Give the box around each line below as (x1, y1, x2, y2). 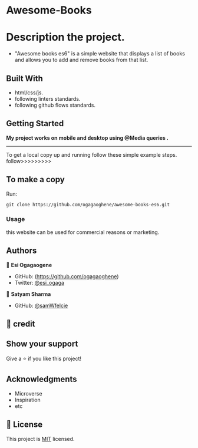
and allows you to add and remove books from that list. (14, 57, 148, 64)
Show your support (6, 339, 78, 349)
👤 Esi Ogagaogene (6, 261, 52, 268)
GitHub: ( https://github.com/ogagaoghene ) (14, 272, 119, 280)
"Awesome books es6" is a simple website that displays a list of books (14, 50, 186, 57)
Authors (6, 246, 37, 256)
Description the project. (6, 31, 125, 44)
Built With (6, 73, 43, 83)
